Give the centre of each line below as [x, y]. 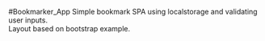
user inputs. [28, 20]
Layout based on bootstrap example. [69, 29]
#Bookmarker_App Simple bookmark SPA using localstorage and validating [133, 12]
